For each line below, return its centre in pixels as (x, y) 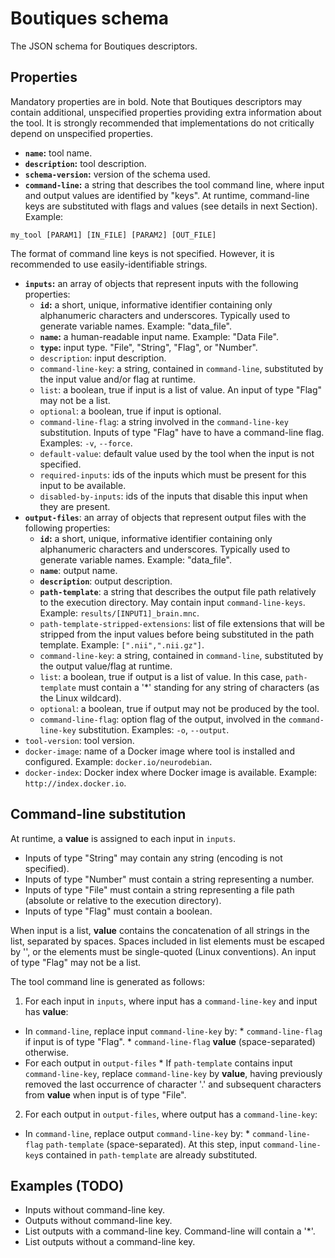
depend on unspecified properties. (81, 133)
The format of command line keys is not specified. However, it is (142, 253)
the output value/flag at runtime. (106, 666)
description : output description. (106, 581)
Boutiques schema (90, 18)
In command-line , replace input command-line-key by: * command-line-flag (173, 1031)
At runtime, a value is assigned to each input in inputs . (123, 838)
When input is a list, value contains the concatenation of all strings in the (160, 930)
